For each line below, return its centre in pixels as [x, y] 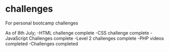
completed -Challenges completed [41, 43]
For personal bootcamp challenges [42, 23]
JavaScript [17, 38]
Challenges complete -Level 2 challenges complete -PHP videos [96, 38]
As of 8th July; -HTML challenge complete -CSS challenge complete [77, 33]
